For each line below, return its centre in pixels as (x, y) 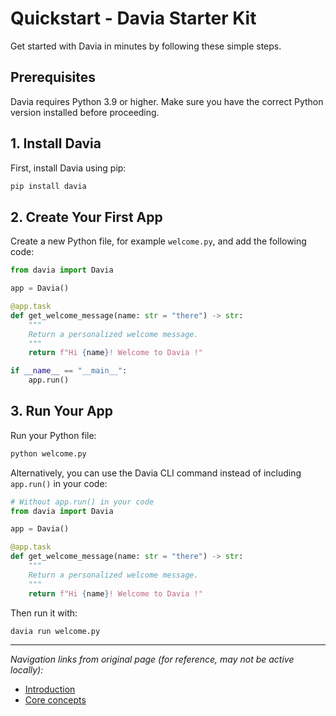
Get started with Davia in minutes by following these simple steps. (146, 46)
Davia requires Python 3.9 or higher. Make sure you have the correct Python (167, 101)
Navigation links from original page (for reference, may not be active (152, 659)
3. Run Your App (62, 411)
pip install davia (48, 186)
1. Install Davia (56, 143)
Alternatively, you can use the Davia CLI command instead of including (156, 473)
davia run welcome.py (55, 631)
